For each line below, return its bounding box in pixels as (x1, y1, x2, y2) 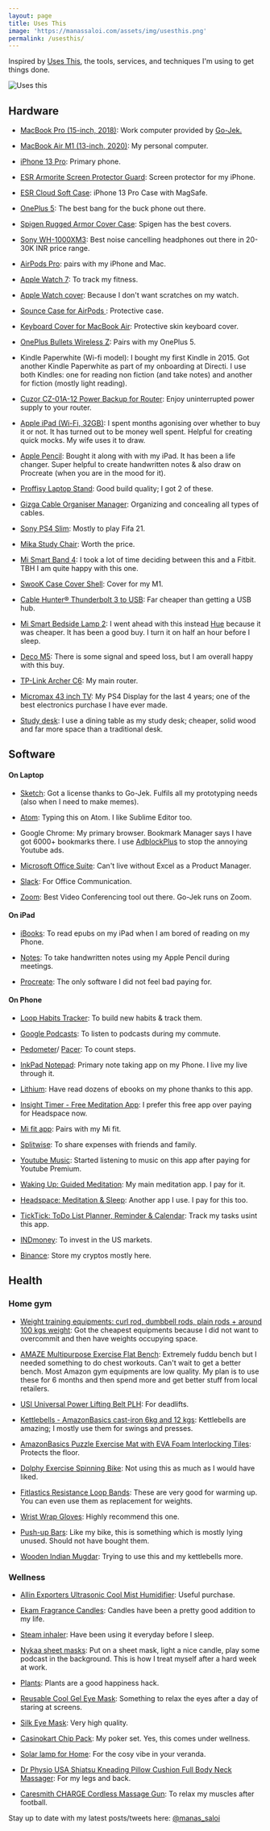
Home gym (8, 1298, 52, 1309)
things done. (8, 65, 50, 75)
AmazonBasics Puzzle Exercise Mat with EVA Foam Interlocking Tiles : (19, 1439, 251, 1449)
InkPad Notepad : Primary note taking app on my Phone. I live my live (19, 1060, 248, 1070)
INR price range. (35, 244, 90, 253)
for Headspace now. (19, 1108, 88, 1118)
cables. (19, 508, 45, 518)
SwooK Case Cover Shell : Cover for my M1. (19, 579, 164, 589)
